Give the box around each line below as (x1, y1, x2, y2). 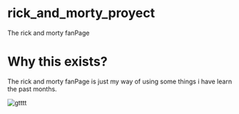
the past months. (7, 84, 57, 93)
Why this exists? (7, 53, 108, 70)
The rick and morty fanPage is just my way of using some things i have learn (7, 77, 233, 85)
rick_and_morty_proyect (7, 5, 156, 21)
